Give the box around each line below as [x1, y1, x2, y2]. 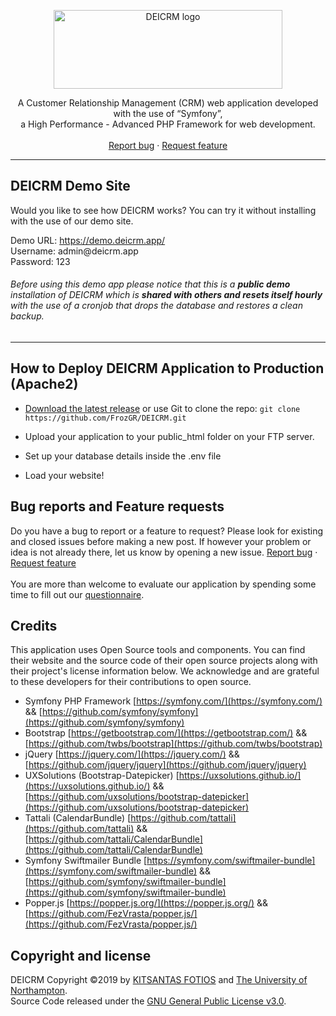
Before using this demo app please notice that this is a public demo [10, 278, 291, 290]
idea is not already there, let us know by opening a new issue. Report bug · [10, 546, 318, 558]
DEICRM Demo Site [10, 178, 131, 195]
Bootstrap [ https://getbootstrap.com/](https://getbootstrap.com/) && [24, 727, 308, 739]
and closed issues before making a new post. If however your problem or [10, 535, 312, 547]
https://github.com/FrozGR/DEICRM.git [24, 413, 187, 423]
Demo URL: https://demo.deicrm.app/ [10, 234, 166, 246]
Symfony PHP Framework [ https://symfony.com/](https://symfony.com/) [24, 695, 323, 707]
